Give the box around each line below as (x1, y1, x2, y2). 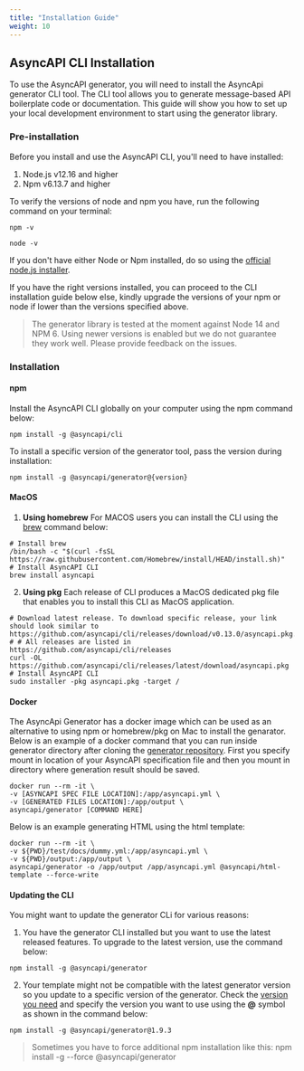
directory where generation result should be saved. (9, 764, 201, 775)
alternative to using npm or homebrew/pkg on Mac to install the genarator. (9, 725, 287, 737)
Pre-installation (9, 130, 80, 143)
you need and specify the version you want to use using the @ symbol (22, 999, 286, 1009)
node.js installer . (9, 264, 71, 275)
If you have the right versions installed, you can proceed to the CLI (9, 281, 258, 292)
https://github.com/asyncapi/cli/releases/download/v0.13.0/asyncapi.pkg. (9, 630, 298, 639)
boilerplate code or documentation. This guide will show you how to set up (9, 99, 288, 109)
